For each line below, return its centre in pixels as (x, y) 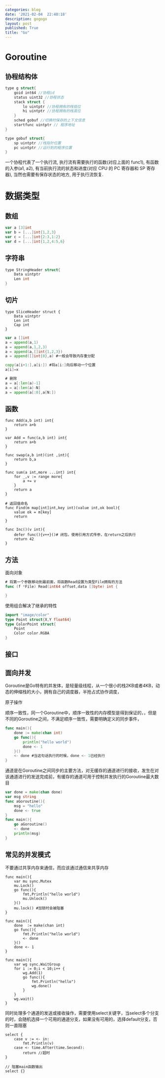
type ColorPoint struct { (31, 624)
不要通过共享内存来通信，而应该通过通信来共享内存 (57, 868)
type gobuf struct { (25, 138)
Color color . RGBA (32, 633)
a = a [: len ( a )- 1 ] (23, 383)
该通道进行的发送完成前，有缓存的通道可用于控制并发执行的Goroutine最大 (80, 777)
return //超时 (36, 1053)
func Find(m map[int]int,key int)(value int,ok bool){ (63, 508)
